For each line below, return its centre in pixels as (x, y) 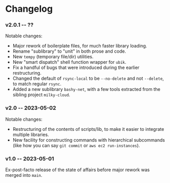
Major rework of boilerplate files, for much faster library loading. (80, 46)
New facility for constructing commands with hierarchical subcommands (89, 140)
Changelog (29, 9)
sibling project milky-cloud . (41, 95)
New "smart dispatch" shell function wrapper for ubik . (69, 62)
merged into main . (24, 175)
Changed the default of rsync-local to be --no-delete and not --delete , (88, 78)
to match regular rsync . (37, 84)
